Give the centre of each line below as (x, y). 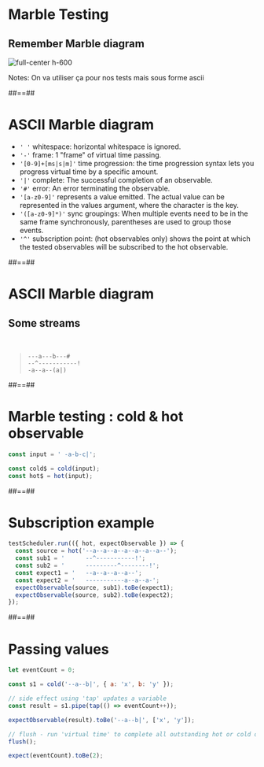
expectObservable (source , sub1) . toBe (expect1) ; (95, 587)
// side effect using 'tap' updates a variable (88, 698)
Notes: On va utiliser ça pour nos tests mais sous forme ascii (106, 78)
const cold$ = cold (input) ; (54, 469)
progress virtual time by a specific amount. (89, 172)
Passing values (59, 649)
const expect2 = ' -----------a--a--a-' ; (87, 580)
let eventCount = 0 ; (42, 670)
